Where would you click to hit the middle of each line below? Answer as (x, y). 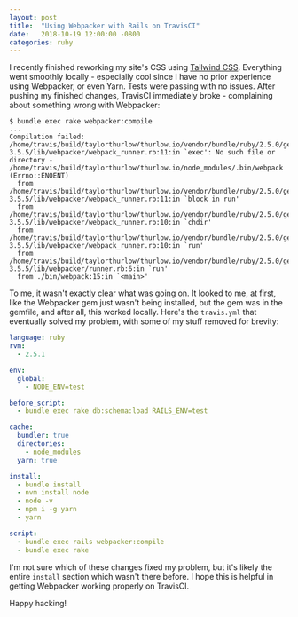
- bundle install (49, 485)
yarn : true (37, 460)
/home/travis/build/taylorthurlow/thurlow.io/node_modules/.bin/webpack (146, 168)
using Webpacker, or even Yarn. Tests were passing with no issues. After (142, 86)
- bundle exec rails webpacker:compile (91, 542)
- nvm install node (53, 493)
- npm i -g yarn (47, 510)
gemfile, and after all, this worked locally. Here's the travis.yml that (133, 312)
